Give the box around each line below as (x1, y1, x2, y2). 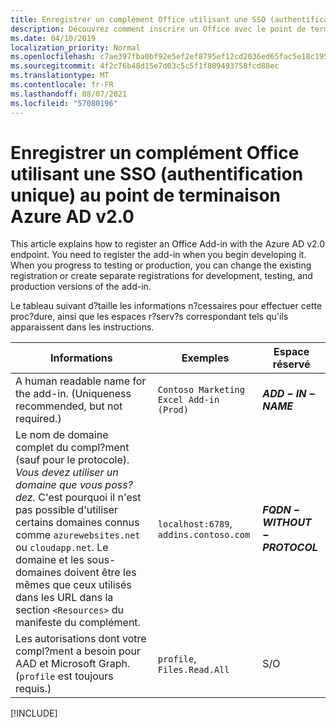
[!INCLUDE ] (10, 707, 58, 720)
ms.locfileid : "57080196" (10, 98, 118, 108)
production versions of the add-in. (10, 281, 152, 293)
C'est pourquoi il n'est (38, 491, 142, 505)
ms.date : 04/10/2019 (10, 33, 97, 43)
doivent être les (63, 566, 137, 580)
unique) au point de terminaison (10, 184, 282, 206)
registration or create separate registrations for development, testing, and (10, 270, 313, 282)
